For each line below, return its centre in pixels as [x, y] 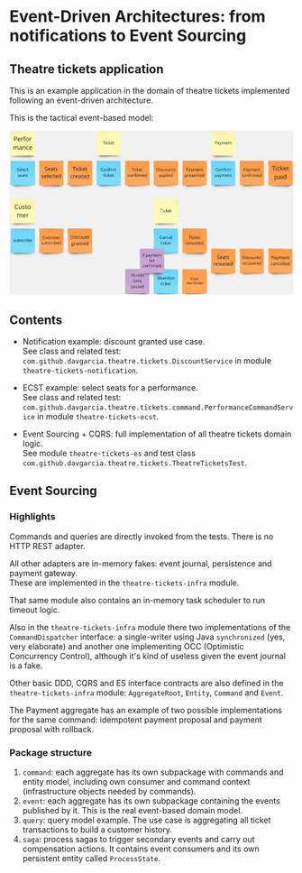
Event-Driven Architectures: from [137, 17]
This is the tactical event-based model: [82, 118]
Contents [36, 320]
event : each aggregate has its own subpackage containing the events [151, 801]
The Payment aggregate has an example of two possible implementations [146, 710]
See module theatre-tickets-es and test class [109, 453]
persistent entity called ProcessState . [91, 858]
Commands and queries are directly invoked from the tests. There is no [142, 536]
